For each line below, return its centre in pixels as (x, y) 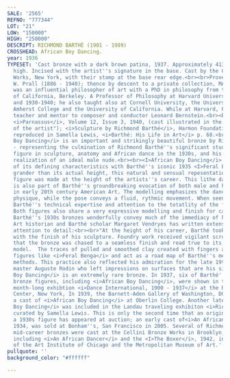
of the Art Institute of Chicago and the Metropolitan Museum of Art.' (118, 345)
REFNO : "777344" (30, 20)
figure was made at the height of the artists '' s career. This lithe (114, 179)
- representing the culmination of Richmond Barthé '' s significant (112, 147)
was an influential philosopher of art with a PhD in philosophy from (116, 90)
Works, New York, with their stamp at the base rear (90, 77)
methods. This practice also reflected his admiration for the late (113, 262)
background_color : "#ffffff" (49, 358)
